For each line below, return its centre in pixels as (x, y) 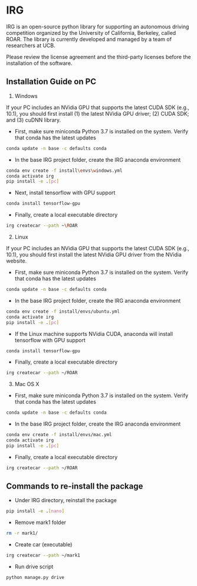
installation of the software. (39, 63)
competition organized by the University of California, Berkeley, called (91, 32)
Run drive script (34, 567)
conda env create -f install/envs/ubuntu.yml (63, 311)
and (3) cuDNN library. (34, 120)
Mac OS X (27, 384)
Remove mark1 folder (40, 522)
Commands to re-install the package (75, 487)
